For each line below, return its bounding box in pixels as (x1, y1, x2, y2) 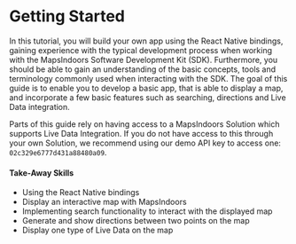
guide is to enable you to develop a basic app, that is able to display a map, (9, 83, 284, 93)
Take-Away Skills (9, 167, 74, 178)
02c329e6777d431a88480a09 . (9, 146, 107, 157)
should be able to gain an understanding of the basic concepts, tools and (9, 64, 277, 75)
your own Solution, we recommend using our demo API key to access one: (9, 138, 282, 148)
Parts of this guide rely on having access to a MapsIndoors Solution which (9, 118, 280, 130)
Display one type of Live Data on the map (21, 224, 174, 236)
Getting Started (9, 6, 126, 27)
